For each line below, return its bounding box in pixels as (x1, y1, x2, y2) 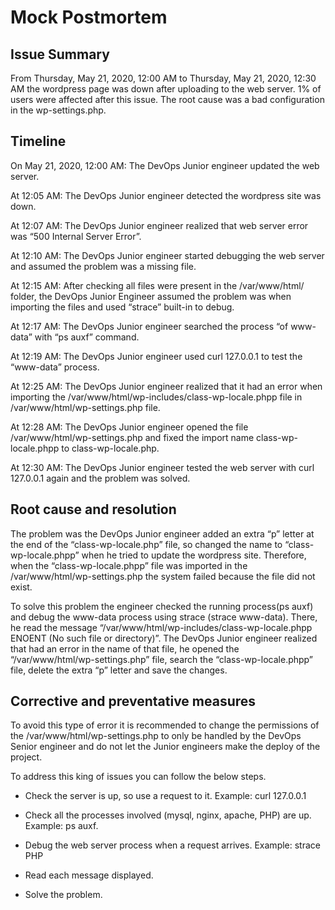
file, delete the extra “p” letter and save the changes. (10, 664, 228, 676)
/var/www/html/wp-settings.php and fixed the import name (10, 431, 255, 443)
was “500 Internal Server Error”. (10, 230, 142, 242)
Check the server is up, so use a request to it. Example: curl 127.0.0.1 (24, 790, 307, 802)
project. (10, 751, 43, 763)
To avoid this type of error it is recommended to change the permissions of (10, 719, 320, 731)
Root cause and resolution (10, 501, 177, 518)
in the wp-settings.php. (10, 104, 107, 116)
